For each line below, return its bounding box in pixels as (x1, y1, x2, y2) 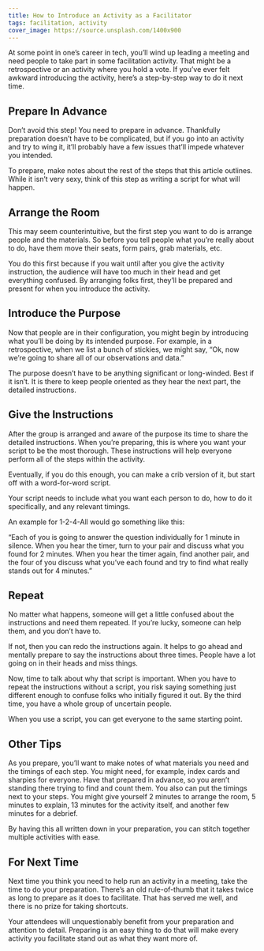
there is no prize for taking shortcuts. (8, 902, 128, 911)
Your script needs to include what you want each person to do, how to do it (8, 493, 252, 503)
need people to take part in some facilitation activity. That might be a (8, 56, 231, 66)
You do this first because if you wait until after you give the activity (8, 259, 225, 268)
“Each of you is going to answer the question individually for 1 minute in (8, 532, 240, 542)
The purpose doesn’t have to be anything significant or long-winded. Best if (8, 368, 255, 378)
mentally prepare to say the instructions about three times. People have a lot (8, 650, 256, 660)
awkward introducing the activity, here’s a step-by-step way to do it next (8, 73, 244, 83)
